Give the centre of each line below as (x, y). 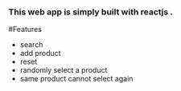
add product (41, 53)
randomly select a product (64, 70)
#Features (25, 30)
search (31, 45)
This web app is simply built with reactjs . (91, 12)
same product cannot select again (76, 79)
